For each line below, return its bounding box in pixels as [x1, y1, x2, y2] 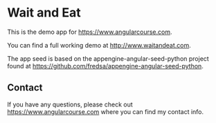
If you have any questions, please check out [7, 100, 133, 108]
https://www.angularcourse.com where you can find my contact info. [7, 107, 204, 115]
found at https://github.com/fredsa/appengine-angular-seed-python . [7, 61, 204, 70]
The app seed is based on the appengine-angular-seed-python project [7, 54, 209, 63]
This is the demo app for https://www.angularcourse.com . [7, 28, 172, 36]
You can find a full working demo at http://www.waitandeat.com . [7, 41, 192, 49]
